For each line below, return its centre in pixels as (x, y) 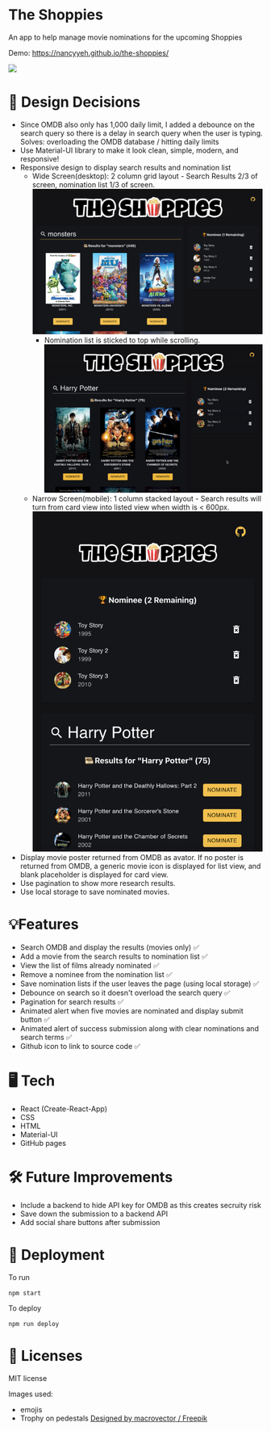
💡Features (44, 924)
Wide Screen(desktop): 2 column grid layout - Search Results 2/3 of (145, 176)
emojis (31, 1409)
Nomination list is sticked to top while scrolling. (122, 340)
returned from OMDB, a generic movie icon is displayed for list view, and (140, 867)
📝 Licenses (46, 1356)
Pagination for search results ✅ (72, 1002)
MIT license (28, 1378)
